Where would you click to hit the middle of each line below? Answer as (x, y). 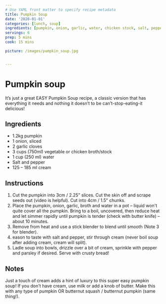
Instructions (24, 183)
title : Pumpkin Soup (26, 14)
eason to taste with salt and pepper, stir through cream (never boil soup (85, 237)
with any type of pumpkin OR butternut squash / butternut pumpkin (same (80, 291)
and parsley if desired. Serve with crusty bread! (61, 253)
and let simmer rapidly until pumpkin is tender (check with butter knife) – (86, 216)
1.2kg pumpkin (27, 136)
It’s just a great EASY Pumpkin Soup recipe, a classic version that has (76, 98)
